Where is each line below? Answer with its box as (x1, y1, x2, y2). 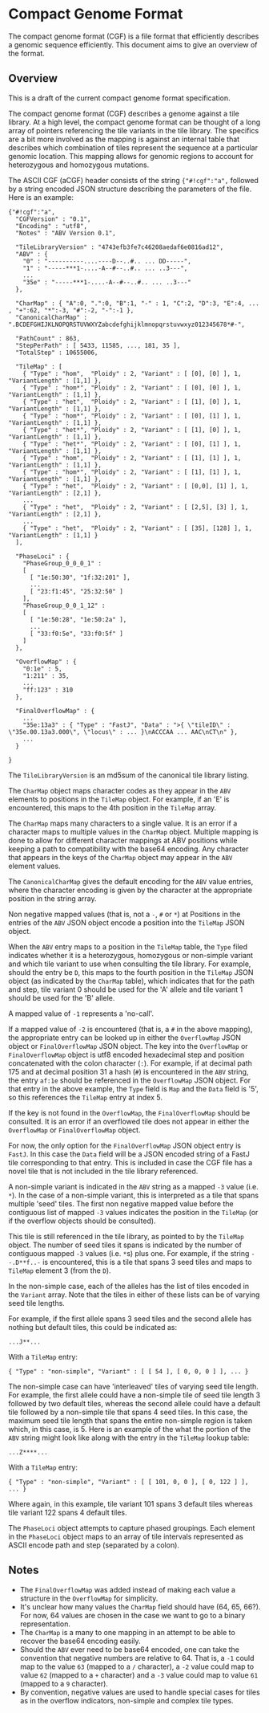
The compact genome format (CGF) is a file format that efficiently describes (8, 31, 259, 41)
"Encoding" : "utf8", (15, 222, 88, 230)
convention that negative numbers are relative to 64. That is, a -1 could (19, 1653, 255, 1662)
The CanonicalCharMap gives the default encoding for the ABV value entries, (8, 876, 254, 886)
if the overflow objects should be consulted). (8, 1216, 156, 1226)
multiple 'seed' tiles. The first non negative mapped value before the (8, 1198, 234, 1209)
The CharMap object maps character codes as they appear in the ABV (8, 785, 231, 795)
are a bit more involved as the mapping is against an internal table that (8, 134, 240, 144)
